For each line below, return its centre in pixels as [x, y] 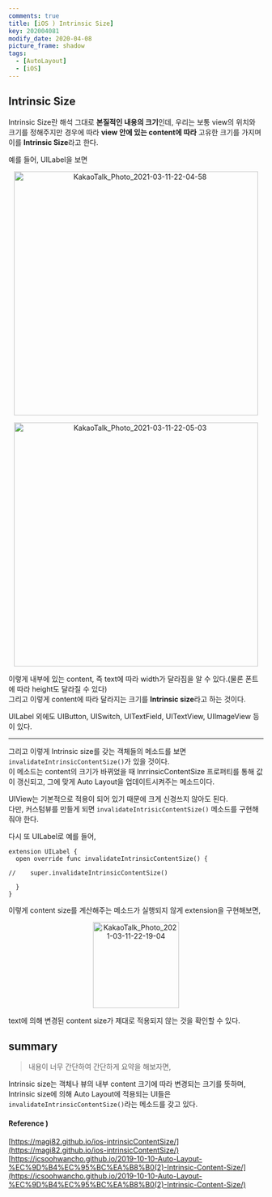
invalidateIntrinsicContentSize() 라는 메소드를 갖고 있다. [103, 1104]
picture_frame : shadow [47, 46]
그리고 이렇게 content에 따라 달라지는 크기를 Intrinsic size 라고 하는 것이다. [127, 699]
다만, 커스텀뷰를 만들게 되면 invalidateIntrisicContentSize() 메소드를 [123, 809]
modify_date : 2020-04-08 [50, 38]
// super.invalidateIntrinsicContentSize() [88, 873]
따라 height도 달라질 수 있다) [62, 688]
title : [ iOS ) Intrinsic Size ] [61, 23]
